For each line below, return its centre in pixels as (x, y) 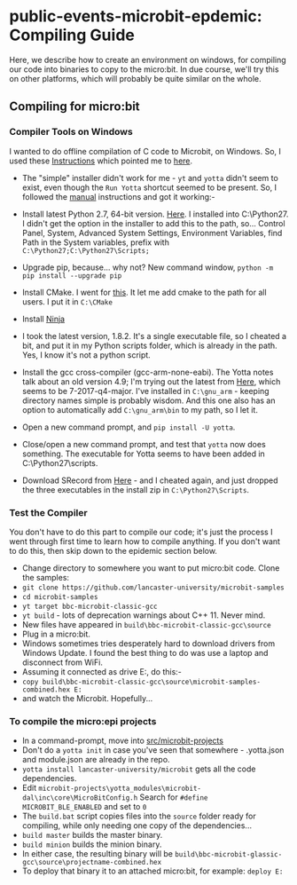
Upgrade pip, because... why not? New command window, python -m (148, 267)
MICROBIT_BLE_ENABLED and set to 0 (84, 807)
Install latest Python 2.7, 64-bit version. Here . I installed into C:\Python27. (155, 214)
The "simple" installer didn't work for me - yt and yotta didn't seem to (150, 178)
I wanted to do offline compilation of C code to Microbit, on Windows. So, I (145, 151)
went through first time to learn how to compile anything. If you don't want (145, 541)
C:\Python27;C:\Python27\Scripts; (86, 250)
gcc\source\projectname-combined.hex (92, 863)
